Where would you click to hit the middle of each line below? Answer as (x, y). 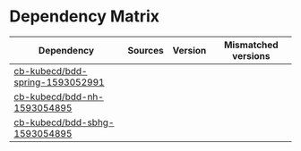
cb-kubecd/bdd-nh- (59, 96)
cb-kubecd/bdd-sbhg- (64, 122)
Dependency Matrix (84, 17)
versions (251, 55)
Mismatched (251, 45)
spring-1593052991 (59, 82)
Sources (146, 50)
